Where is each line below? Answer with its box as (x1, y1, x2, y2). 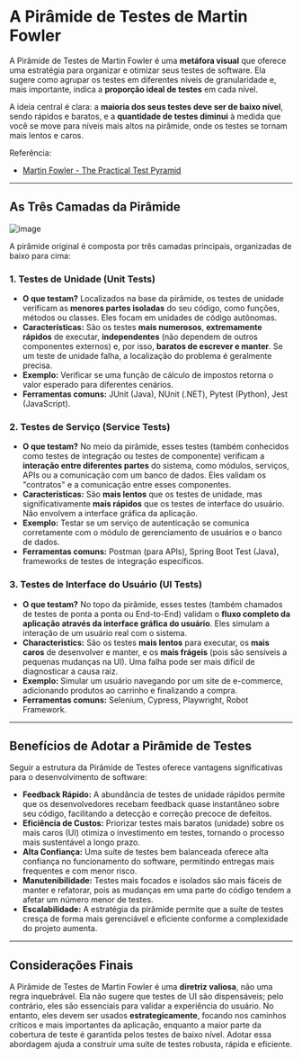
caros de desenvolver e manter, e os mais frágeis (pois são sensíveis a (22, 646, 288, 658)
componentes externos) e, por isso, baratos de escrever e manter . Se (22, 341, 283, 352)
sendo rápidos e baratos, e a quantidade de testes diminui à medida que (9, 111, 281, 121)
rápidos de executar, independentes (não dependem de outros (22, 331, 258, 343)
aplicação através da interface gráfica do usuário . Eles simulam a (22, 618, 270, 629)
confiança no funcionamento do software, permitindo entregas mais (22, 856, 275, 867)
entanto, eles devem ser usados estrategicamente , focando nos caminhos (9, 1010, 287, 1021)
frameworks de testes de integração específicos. (22, 556, 205, 567)
